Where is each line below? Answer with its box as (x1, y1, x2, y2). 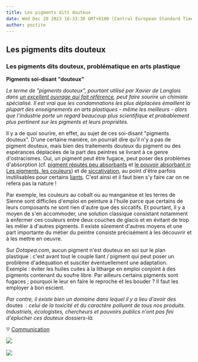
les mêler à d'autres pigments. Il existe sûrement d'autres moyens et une (6, 223, 183, 230)
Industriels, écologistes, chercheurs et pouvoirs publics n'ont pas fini (6, 308, 174, 315)
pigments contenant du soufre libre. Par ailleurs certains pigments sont (6, 272, 179, 279)
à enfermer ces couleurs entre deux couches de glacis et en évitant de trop (6, 216, 190, 223)
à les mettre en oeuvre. (6, 235, 62, 242)
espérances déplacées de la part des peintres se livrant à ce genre (6, 149, 169, 156)
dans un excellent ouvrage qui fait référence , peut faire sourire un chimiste (6, 93, 188, 100)
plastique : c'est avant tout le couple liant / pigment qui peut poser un (6, 253, 175, 260)
